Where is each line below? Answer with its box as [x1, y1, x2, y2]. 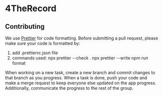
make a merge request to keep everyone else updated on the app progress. [5, 80, 157, 86]
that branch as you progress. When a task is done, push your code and [5, 75, 147, 80]
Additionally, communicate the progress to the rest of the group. [5, 85, 134, 91]
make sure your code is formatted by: [5, 40, 80, 46]
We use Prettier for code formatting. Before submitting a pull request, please [5, 35, 158, 41]
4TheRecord [5, 3, 57, 14]
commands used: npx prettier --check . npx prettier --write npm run [12, 55, 148, 61]
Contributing [5, 22, 45, 31]
